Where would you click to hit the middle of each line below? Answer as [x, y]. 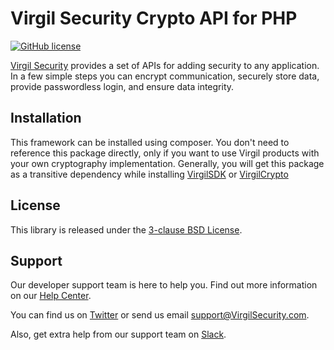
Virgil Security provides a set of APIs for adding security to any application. [165, 65]
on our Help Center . [51, 296]
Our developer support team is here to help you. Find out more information [164, 285]
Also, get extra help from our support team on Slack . [118, 334]
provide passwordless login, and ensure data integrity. [122, 86]
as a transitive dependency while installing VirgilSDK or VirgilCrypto [149, 174]
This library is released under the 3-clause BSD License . [126, 229]
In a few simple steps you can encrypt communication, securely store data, [165, 76]
